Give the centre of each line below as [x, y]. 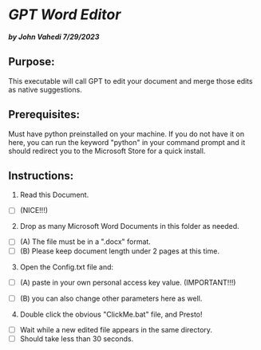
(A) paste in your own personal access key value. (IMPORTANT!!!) [128, 282]
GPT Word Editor [65, 15]
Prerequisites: [44, 114]
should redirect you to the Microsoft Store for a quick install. [107, 151]
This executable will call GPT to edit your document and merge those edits [130, 81]
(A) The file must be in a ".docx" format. [85, 242]
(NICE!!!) [34, 210]
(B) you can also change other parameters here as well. [111, 298]
